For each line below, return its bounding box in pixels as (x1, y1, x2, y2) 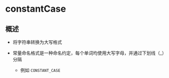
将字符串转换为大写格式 (12, 39, 62, 45)
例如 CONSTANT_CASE (20, 67, 61, 73)
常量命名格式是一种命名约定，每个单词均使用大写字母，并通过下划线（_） (12, 50, 164, 56)
